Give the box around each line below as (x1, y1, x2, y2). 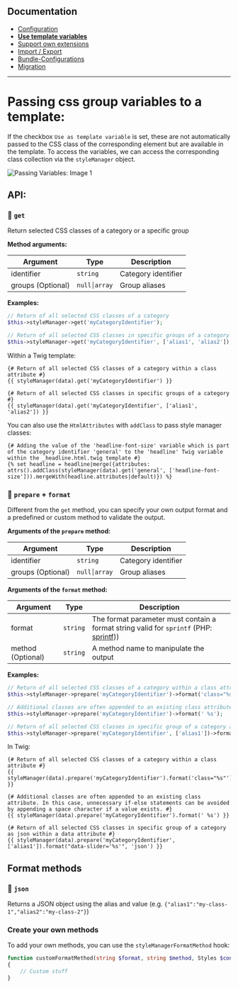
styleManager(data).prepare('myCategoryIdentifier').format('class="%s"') (7, 775, 233, 782)
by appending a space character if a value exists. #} (7, 806, 173, 813)
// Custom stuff (20, 968, 69, 975)
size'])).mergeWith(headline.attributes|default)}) (7, 473, 163, 480)
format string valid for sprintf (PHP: (91, 623, 212, 633)
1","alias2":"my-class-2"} (7, 909, 87, 916)
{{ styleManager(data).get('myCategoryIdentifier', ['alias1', (7, 402, 198, 409)
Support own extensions (17, 39, 89, 48)
